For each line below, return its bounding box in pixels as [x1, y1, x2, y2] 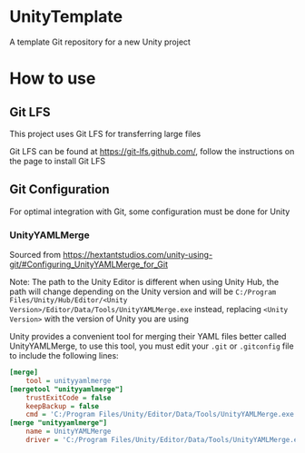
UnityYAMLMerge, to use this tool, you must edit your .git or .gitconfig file [9, 340, 294, 351]
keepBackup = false [25, 401, 100, 410]
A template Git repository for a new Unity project [9, 36, 191, 47]
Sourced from [9, 250, 62, 261]
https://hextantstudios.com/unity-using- [63, 250, 213, 261]
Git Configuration [9, 182, 110, 197]
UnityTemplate [9, 6, 123, 27]
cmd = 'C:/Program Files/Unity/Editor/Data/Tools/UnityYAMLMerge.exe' [25, 410, 299, 419]
